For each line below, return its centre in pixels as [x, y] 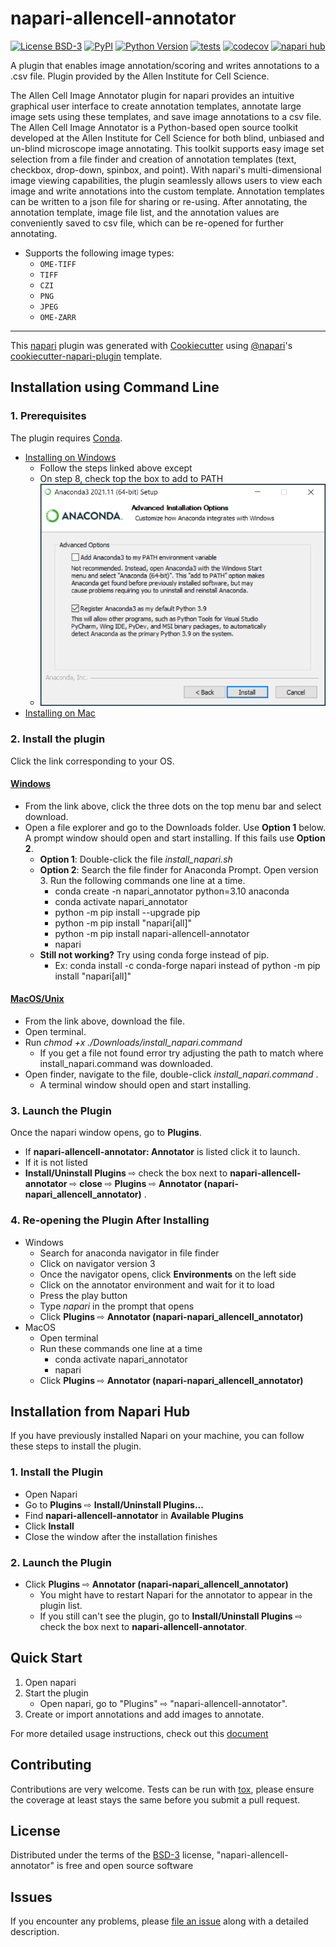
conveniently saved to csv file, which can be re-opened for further [147, 223]
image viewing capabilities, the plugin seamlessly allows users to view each [166, 180]
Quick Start [46, 1658]
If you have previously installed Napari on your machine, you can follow [157, 1436]
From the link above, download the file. [105, 1021]
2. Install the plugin [58, 739]
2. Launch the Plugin [61, 1562]
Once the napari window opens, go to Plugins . [106, 1133]
